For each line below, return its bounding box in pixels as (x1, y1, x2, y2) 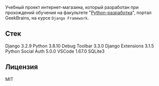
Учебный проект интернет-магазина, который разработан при (5, 5, 139, 10)
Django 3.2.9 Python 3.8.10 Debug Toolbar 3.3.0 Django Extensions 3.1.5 (5, 43, 154, 49)
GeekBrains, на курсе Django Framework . (5, 15, 89, 21)
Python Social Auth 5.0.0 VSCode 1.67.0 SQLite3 (5, 48, 105, 54)
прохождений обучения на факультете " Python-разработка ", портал (5, 10, 152, 16)
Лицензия (5, 63, 38, 71)
